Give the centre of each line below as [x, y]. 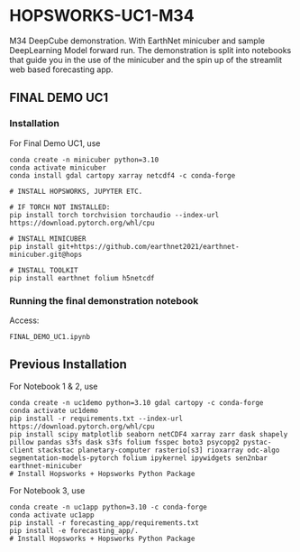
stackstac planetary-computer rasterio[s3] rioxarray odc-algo [159, 450]
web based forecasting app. [62, 69]
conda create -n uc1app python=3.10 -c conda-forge [108, 507]
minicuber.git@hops [46, 254]
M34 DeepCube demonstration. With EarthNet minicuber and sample [137, 41]
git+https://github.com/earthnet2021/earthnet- [149, 246]
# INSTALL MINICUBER [48, 239]
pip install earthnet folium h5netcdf [82, 278]
